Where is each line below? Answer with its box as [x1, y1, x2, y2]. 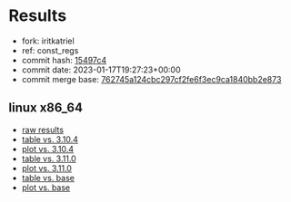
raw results [21, 124, 65, 135]
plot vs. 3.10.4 [21, 143, 75, 154]
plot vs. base [21, 182, 71, 193]
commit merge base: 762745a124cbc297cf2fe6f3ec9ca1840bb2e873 [21, 73, 282, 84]
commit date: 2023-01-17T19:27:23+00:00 [21, 64, 181, 75]
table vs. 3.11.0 [21, 153, 76, 164]
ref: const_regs [21, 44, 79, 55]
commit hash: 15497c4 [21, 54, 107, 65]
